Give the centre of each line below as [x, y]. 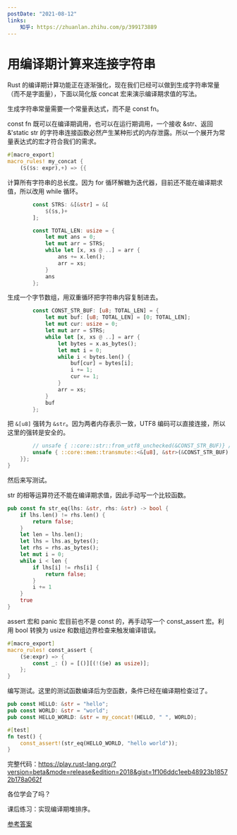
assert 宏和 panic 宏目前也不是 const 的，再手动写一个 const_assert [106, 621]
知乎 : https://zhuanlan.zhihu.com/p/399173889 [89, 27]
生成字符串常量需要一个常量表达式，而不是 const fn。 [85, 109]
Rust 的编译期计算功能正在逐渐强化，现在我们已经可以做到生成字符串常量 [114, 85]
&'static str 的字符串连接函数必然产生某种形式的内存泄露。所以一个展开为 [113, 133]
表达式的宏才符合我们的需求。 [56, 141]
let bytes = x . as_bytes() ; [97, 343]
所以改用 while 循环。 [51, 191]
